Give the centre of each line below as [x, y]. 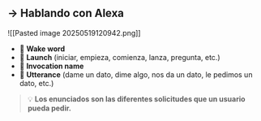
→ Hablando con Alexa [66, 13]
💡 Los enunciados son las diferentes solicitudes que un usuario [136, 99]
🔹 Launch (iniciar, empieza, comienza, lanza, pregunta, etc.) [120, 57]
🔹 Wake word [42, 49]
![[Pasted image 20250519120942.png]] [74, 32]
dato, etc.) [36, 83]
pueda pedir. [49, 108]
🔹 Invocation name [51, 66]
